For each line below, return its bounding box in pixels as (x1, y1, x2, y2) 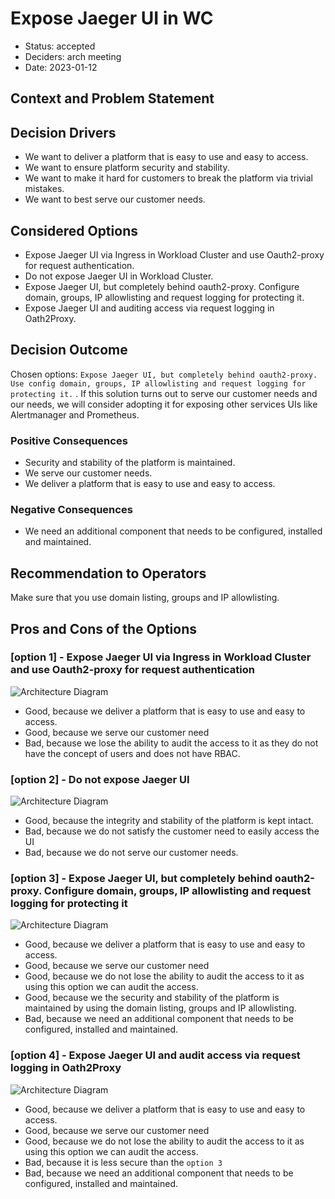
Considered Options (10, 222, 138, 239)
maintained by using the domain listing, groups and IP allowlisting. (24, 1002, 297, 1014)
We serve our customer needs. (24, 467, 153, 479)
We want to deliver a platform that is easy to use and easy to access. (24, 151, 309, 163)
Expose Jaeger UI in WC (10, 7, 214, 30)
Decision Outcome (10, 342, 128, 359)
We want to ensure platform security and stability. (24, 162, 230, 174)
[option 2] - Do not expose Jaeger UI (10, 772, 190, 786)
